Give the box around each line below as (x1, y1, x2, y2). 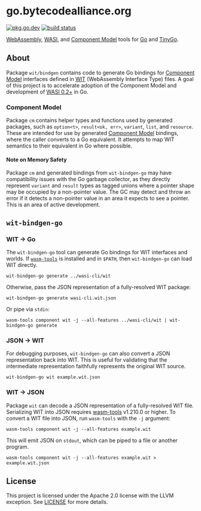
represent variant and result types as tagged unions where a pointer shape (6, 182, 194, 190)
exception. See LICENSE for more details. (6, 498, 108, 506)
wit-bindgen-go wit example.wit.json (6, 374, 100, 380)
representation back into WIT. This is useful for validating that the (6, 356, 167, 363)
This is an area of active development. (6, 201, 100, 208)
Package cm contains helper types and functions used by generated (6, 117, 173, 124)
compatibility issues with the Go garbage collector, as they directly (6, 176, 170, 183)
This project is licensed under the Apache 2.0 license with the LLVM (6, 492, 174, 499)
